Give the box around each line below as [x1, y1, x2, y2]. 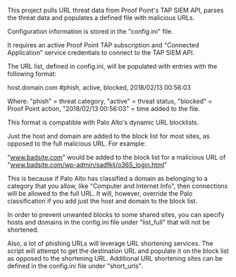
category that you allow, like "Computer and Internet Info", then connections [7, 182, 228, 190]
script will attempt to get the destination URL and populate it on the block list [7, 247, 229, 255]
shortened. [7, 225, 39, 234]
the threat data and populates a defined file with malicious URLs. [7, 13, 195, 22]
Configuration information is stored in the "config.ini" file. [7, 28, 174, 35]
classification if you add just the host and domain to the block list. [7, 197, 198, 205]
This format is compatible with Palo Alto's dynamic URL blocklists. [7, 118, 199, 126]
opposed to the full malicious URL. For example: [7, 139, 147, 148]
